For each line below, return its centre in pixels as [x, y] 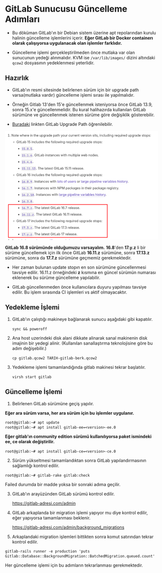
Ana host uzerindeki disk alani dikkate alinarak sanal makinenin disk [80, 338]
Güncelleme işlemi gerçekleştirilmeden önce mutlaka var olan [73, 52]
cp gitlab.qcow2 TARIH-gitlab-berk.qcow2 [54, 358]
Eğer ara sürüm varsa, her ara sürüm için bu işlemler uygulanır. [70, 413]
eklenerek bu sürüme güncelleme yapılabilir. [56, 278]
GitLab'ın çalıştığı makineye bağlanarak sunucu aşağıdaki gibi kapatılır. [82, 319]
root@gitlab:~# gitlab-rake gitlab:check [48, 475]
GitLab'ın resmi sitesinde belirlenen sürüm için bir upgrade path [75, 90]
